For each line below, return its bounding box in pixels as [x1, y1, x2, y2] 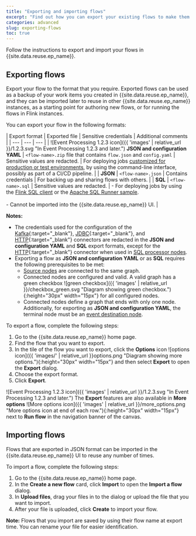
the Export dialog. [14, 364, 59, 372]
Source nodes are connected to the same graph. [23, 267, 140, 274]
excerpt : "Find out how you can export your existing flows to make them [6, 14, 190, 20]
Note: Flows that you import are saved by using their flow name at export [6, 517, 183, 524]
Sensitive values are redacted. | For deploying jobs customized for [6, 157, 166, 164]
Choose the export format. [14, 370, 79, 377]
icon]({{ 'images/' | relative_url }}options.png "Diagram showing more [14, 352, 183, 359]
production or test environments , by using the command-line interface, [6, 163, 177, 170]
